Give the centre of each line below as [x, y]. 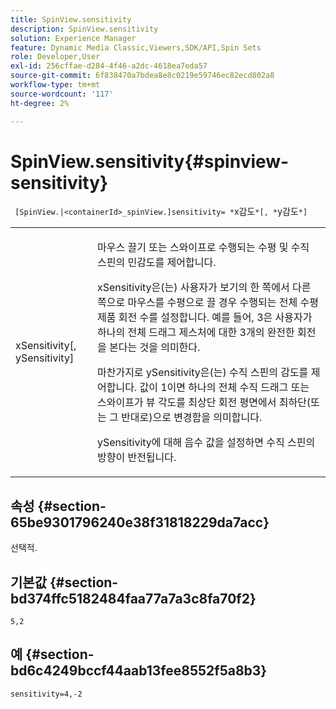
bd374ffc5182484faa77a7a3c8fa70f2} [133, 598]
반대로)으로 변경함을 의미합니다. [192, 418]
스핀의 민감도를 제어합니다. [156, 263]
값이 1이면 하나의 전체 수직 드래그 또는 [224, 388]
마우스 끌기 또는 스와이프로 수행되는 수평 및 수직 [203, 248]
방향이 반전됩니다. [136, 458]
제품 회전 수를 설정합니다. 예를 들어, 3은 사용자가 [204, 318]
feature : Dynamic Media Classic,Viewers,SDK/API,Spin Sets [136, 47]
